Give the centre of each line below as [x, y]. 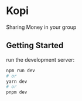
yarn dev [17, 81]
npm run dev [20, 70]
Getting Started [35, 46]
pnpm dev [17, 92]
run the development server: [40, 59]
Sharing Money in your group [41, 27]
